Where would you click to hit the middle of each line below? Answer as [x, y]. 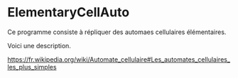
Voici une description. [39, 45]
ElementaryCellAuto [69, 12]
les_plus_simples [32, 67]
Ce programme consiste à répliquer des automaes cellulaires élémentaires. [117, 32]
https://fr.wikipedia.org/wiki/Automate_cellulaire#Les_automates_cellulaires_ [119, 59]
